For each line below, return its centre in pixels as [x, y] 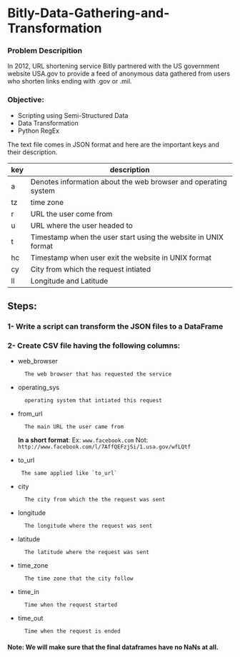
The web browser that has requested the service [98, 374]
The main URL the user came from [74, 427]
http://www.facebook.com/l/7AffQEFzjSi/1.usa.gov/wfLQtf [104, 447]
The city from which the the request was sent [95, 500]
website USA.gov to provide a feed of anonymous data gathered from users [119, 74]
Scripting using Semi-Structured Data [73, 115]
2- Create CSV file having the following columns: [94, 346]
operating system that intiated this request [93, 401]
